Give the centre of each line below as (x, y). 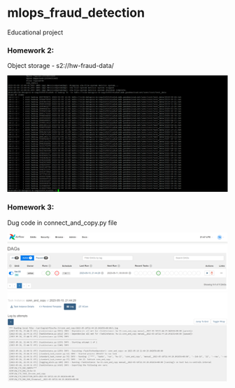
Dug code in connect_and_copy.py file (62, 223)
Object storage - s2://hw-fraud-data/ (60, 66)
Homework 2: (31, 50)
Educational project (35, 32)
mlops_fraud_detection (76, 13)
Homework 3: (31, 207)
